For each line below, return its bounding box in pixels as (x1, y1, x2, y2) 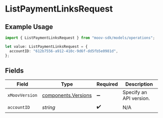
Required (96, 81, 118, 88)
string (42, 104, 56, 111)
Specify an (122, 89, 147, 96)
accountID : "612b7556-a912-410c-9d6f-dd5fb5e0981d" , (9, 48, 118, 54)
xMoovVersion (7, 93, 38, 98)
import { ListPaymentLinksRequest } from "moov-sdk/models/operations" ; (5, 35, 155, 40)
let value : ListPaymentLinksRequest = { (5, 44, 88, 49)
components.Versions (42, 92, 92, 99)
